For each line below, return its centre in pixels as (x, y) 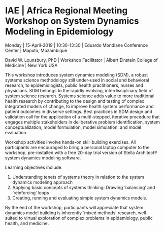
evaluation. (16, 132)
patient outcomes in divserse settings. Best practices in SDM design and (79, 112)
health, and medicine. (27, 223)
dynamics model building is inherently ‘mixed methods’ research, (71, 213)
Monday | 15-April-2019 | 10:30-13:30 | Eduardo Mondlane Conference (77, 45)
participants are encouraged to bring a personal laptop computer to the (77, 147)
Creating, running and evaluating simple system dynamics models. (80, 198)
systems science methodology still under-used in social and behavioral (77, 80)
